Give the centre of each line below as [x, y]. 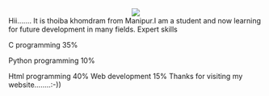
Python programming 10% [52, 61]
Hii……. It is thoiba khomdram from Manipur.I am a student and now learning [134, 21]
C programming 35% [43, 45]
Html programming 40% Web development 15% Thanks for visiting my [126, 76]
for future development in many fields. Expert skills [93, 29]
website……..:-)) [35, 85]
